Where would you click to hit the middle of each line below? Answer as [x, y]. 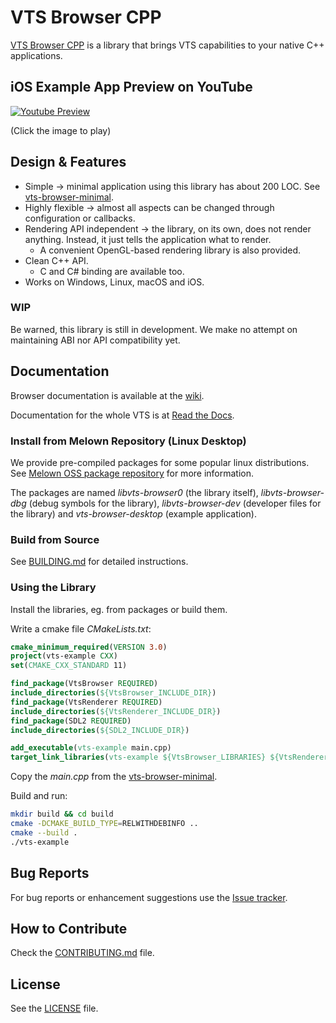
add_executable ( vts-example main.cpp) [91, 748]
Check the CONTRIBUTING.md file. [82, 953]
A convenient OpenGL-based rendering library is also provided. [170, 250]
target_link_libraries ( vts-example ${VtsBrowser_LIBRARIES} [138, 757]
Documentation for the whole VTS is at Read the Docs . [122, 415]
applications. [36, 55]
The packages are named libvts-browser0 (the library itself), [134, 492]
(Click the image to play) [61, 130]
